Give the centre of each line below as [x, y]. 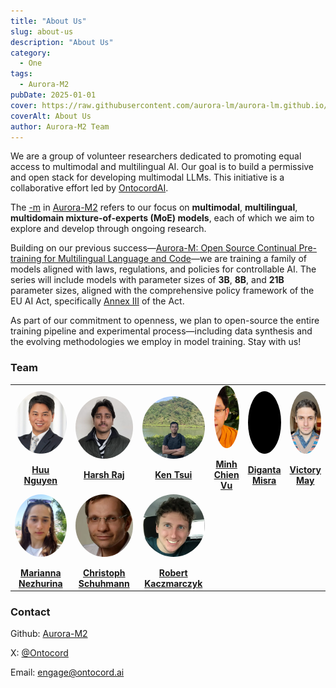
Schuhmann [104, 583]
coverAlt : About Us [51, 116]
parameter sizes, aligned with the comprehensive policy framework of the [162, 291]
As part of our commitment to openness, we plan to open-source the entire [165, 321]
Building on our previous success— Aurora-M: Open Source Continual [153, 248]
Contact [30, 612]
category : [31, 53]
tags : [21, 74]
